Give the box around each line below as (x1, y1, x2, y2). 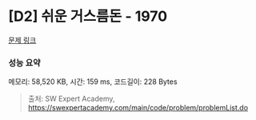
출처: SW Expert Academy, (27, 94, 115, 104)
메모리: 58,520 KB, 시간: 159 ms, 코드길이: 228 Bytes (8, 77, 178, 86)
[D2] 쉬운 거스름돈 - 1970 (8, 7, 168, 26)
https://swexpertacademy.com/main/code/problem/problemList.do (27, 103, 249, 113)
